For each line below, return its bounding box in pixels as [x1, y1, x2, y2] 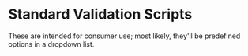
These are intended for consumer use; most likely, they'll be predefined [8, 31, 241, 40]
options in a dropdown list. [8, 39, 95, 48]
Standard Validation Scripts [8, 5, 193, 23]
